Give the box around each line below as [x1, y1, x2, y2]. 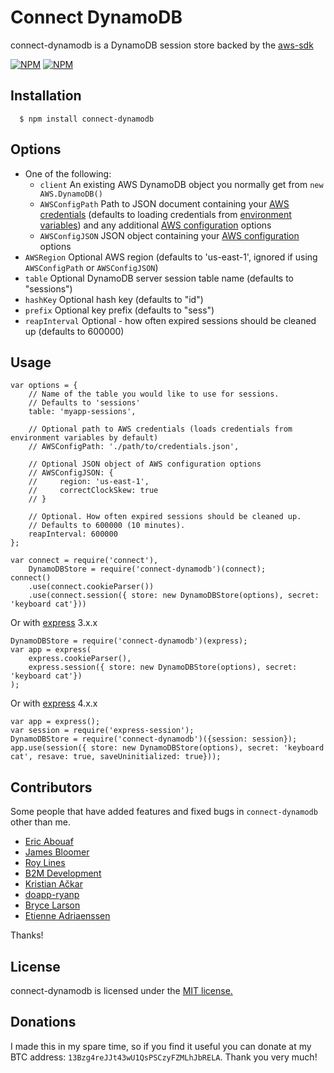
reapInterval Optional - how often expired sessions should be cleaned [24, 314, 317, 326]
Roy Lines [24, 857, 66, 869]
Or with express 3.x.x [10, 617, 98, 629]
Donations [10, 1014, 77, 1031]
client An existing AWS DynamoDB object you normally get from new [39, 178, 324, 190]
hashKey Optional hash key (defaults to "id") [24, 293, 204, 305]
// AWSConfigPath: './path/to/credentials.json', [28, 442, 240, 452]
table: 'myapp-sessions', [28, 407, 137, 417]
